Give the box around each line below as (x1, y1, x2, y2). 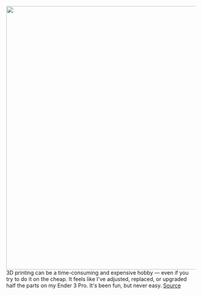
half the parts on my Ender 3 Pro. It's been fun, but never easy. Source (6, 282, 182, 289)
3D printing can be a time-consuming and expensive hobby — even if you (6, 269, 189, 276)
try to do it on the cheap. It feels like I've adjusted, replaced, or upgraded (6, 276, 188, 282)
